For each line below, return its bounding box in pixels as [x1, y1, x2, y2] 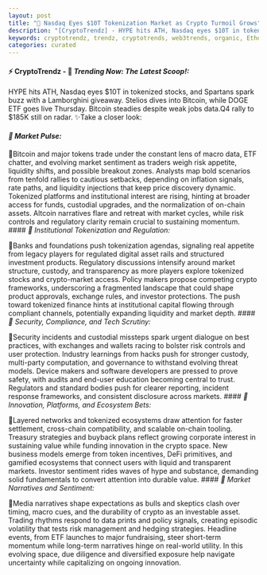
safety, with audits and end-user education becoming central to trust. [8, 374, 236, 384]
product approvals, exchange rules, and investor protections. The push [8, 291, 241, 301]
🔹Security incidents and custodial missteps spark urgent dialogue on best [8, 332, 250, 342]
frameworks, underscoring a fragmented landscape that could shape [8, 283, 234, 292]
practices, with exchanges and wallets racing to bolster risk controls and [8, 340, 246, 350]
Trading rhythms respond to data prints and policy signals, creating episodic [8, 515, 258, 525]
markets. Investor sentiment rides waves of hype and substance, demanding [8, 466, 259, 475]
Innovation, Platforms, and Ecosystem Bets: [8, 400, 152, 409]
